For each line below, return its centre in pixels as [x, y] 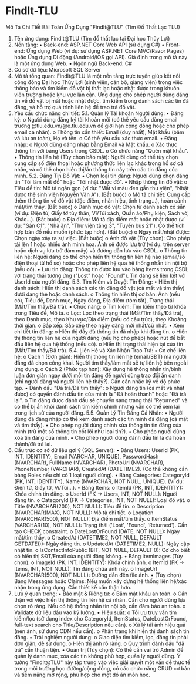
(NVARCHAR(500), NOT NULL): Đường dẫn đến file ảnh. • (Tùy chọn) [97, 575]
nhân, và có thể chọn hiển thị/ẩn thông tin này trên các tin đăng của [96, 169]
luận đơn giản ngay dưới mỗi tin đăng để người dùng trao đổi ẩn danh [97, 375]
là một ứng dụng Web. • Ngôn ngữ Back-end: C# [73, 63]
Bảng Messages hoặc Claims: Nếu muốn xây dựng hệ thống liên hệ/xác [100, 581]
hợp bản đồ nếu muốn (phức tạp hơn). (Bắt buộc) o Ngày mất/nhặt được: [102, 232]
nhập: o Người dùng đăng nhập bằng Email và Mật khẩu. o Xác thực [95, 144]
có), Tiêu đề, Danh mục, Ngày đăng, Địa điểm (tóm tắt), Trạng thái [94, 300]
